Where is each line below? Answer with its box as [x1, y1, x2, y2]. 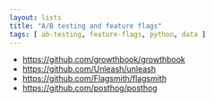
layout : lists [9, 13, 63, 22]
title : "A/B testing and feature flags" [9, 21, 163, 30]
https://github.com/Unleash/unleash [21, 64, 157, 74]
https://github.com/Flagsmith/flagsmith [21, 73, 167, 84]
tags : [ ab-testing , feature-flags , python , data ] [9, 30, 206, 38]
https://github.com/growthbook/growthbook [21, 55, 186, 65]
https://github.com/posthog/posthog [21, 82, 158, 94]
